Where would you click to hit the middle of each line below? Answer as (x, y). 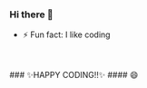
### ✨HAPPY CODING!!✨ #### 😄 (74, 75)
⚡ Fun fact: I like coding (66, 34)
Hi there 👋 (32, 15)
